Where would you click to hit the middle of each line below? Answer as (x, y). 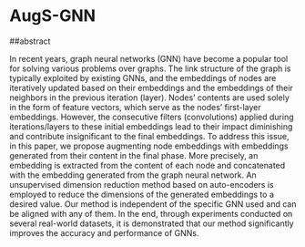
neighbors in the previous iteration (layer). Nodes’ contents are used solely (149, 98)
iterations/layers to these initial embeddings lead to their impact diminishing (151, 126)
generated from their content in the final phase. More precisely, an (134, 155)
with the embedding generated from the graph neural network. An (133, 175)
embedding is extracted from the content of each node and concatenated (147, 165)
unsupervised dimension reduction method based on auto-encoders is (142, 184)
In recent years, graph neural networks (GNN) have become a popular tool (149, 58)
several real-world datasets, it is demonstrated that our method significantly (152, 223)
